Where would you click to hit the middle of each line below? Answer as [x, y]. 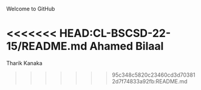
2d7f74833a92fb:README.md [150, 81]
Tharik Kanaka [24, 63]
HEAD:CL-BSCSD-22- [115, 33]
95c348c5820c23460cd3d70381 [154, 75]
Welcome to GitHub [31, 9]
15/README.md [47, 47]
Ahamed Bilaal [127, 47]
